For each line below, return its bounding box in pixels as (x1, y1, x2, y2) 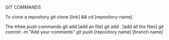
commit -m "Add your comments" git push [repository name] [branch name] (5, 29, 163, 34)
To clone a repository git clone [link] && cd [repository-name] (5, 14, 133, 19)
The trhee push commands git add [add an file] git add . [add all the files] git (5, 23, 164, 29)
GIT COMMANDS (5, 4, 41, 10)
